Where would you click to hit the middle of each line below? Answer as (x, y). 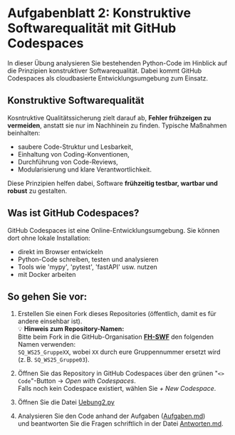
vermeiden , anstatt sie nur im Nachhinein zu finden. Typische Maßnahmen (117, 125)
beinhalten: (24, 132)
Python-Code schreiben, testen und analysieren (88, 259)
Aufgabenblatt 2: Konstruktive (99, 13)
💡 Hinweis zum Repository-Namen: (71, 329)
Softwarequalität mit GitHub (92, 28)
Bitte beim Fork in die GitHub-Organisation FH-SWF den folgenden (116, 337)
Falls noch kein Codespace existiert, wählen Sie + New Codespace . (117, 389)
